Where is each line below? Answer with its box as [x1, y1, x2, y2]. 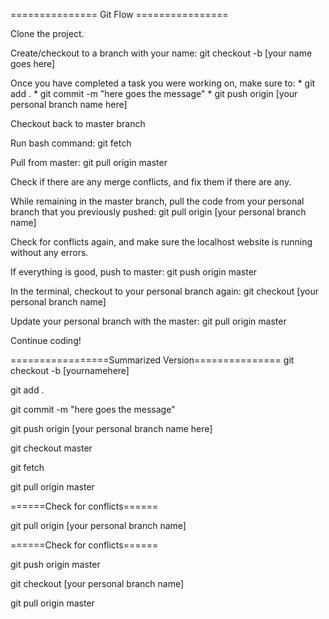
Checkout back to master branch [10, 118, 146, 129]
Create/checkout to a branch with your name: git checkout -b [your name [10, 47, 313, 59]
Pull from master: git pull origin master [10, 157, 168, 168]
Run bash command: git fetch [10, 137, 132, 149]
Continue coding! [10, 335, 82, 346]
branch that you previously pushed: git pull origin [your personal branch [10, 206, 307, 218]
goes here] [10, 58, 56, 69]
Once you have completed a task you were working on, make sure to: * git [10, 77, 316, 89]
